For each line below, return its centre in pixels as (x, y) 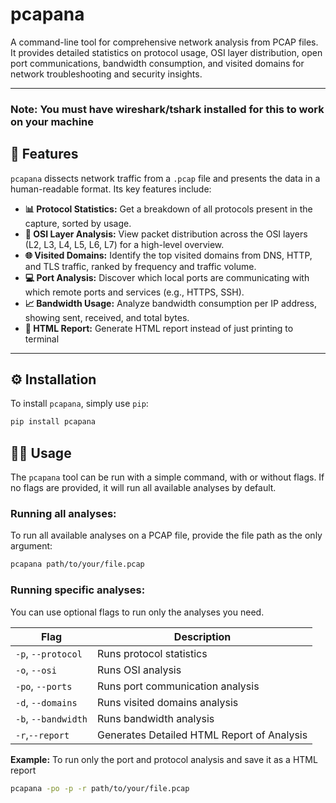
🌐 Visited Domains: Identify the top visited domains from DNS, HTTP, (168, 255)
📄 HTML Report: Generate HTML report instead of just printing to (159, 328)
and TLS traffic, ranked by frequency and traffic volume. (140, 266)
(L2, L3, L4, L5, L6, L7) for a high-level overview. (124, 244)
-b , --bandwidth (51, 718)
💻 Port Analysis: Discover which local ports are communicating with (167, 277)
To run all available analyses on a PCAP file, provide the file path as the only (166, 535)
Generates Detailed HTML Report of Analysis (202, 735)
